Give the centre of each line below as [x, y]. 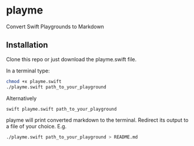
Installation [27, 45]
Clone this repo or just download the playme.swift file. [71, 59]
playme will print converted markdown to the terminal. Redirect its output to [98, 120]
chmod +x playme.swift [34, 81]
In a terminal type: [28, 71]
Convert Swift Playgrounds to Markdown [55, 26]
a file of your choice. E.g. [36, 127]
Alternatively [21, 98]
